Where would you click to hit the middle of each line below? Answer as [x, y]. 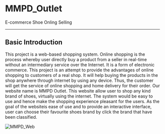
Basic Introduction [34, 42]
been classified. [21, 117]
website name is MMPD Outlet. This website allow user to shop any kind [78, 91]
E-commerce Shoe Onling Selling [39, 22]
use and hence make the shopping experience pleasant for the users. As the [82, 101]
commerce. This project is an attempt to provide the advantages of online [79, 70]
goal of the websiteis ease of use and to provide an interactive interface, [78, 106]
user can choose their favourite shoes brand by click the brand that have [79, 112]
